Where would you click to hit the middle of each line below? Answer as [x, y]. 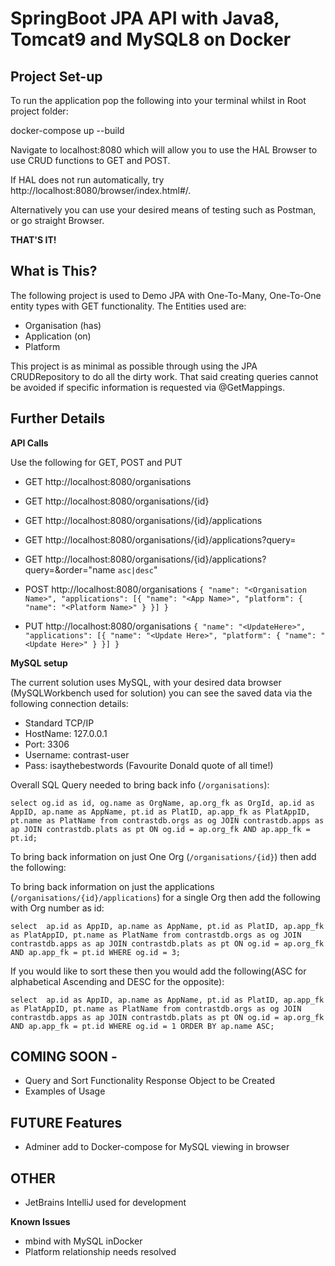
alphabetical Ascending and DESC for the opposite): [117, 981]
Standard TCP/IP [59, 723]
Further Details [58, 418]
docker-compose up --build [67, 130]
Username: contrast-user [77, 754]
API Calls [29, 443]
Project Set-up [56, 76]
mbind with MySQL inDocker [83, 1241]
